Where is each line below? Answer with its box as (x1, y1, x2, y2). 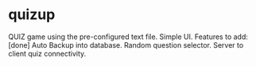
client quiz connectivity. (8, 49, 87, 58)
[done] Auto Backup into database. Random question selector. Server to (8, 40, 244, 49)
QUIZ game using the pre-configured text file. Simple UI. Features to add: (8, 32, 249, 41)
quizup (8, 6, 56, 24)
